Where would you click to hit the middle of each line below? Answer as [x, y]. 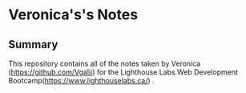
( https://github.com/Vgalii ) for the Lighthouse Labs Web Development [123, 72]
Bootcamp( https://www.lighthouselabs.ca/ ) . [81, 81]
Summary [33, 44]
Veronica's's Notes [73, 15]
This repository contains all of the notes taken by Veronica [105, 63]
